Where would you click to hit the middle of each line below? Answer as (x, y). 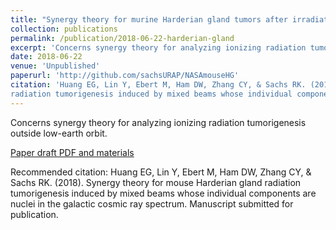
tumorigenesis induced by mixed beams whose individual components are (163, 193)
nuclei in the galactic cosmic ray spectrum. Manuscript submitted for (152, 203)
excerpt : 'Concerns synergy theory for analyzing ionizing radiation (158, 47)
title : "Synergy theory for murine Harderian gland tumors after (149, 19)
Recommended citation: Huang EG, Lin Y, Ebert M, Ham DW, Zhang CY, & (161, 172)
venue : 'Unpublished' (55, 66)
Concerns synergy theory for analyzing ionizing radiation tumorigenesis (158, 122)
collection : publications (64, 29)
